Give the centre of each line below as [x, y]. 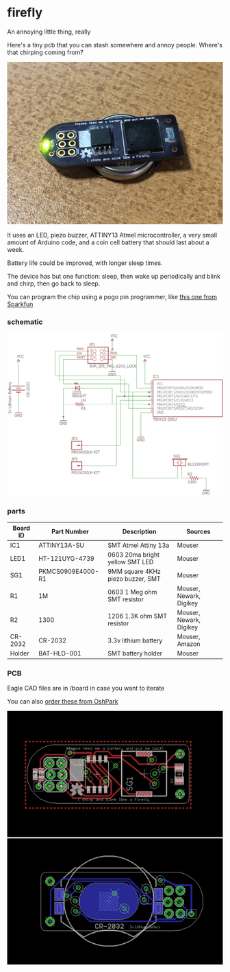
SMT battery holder [135, 653]
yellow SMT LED [131, 562]
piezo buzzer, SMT [134, 579]
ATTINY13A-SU [61, 545]
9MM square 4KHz [134, 572]
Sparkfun [20, 304]
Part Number [70, 532]
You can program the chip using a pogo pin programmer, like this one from [112, 297]
